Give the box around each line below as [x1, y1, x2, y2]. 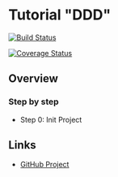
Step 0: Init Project [19, 114, 82, 124]
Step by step [8, 96, 59, 107]
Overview [8, 71, 59, 86]
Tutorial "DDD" [8, 6, 112, 24]
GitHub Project [19, 160, 70, 170]
